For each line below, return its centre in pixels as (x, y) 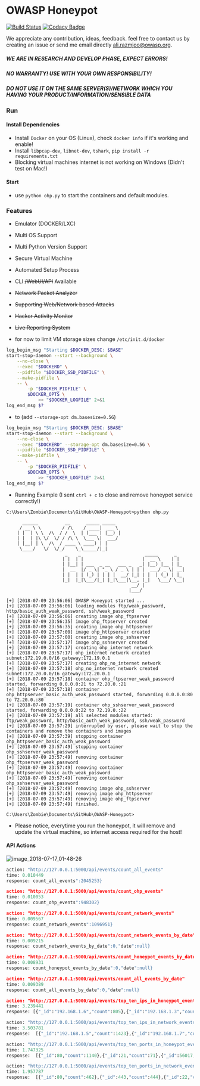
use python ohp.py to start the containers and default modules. (92, 196)
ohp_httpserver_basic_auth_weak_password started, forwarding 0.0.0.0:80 (100, 694)
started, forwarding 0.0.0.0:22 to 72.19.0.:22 (66, 710)
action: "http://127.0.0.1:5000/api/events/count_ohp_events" (85, 892)
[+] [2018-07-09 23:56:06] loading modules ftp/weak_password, (86, 606)
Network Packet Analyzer (46, 293)
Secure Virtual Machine (43, 258)
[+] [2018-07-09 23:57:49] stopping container (65, 747)
